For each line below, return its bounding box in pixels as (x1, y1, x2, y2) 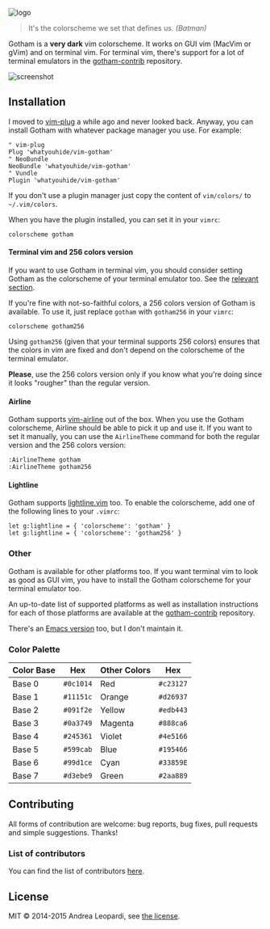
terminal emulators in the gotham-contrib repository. (8, 57, 183, 65)
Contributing (8, 797, 74, 812)
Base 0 (12, 678, 39, 690)
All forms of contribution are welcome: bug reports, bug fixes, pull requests (8, 819, 258, 829)
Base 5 (12, 744, 39, 755)
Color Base (12, 665, 56, 676)
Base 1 (12, 691, 39, 703)
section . (8, 283, 35, 293)
